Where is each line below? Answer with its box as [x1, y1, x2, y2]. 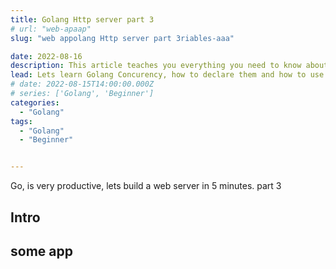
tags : [10, 116, 33, 126]
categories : [10, 97, 60, 108]
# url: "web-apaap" [10, 24, 92, 34]
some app [10, 242, 73, 260]
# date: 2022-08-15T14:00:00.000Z [10, 79, 155, 90]
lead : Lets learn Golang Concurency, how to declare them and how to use [10, 70, 325, 80]
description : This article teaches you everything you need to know [10, 61, 302, 71]
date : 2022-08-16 [10, 51, 83, 61]
